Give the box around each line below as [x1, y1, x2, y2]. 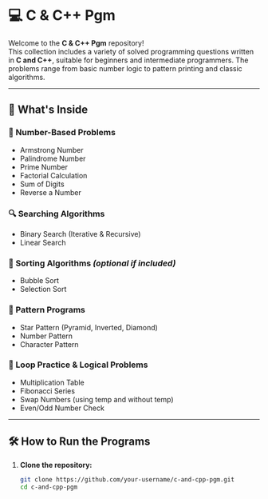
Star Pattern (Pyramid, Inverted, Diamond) [19, 322, 158, 332]
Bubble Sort [19, 276, 60, 285]
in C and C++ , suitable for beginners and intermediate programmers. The [8, 55, 249, 65]
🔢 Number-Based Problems [8, 127, 116, 138]
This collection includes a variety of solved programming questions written [8, 46, 254, 56]
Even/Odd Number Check [19, 403, 105, 413]
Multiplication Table [19, 377, 85, 387]
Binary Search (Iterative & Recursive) [19, 229, 141, 238]
